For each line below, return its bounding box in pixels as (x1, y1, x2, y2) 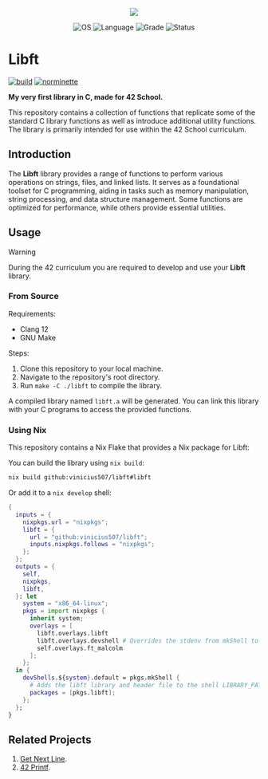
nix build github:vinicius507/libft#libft (8, 474, 152, 482)
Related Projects (8, 733, 92, 746)
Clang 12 (19, 324, 49, 334)
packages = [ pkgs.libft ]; (29, 688, 116, 697)
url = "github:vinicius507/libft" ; (29, 533, 148, 541)
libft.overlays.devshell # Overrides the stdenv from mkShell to (37, 636, 259, 645)
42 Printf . (19, 762, 51, 773)
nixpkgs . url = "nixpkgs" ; (22, 518, 109, 526)
